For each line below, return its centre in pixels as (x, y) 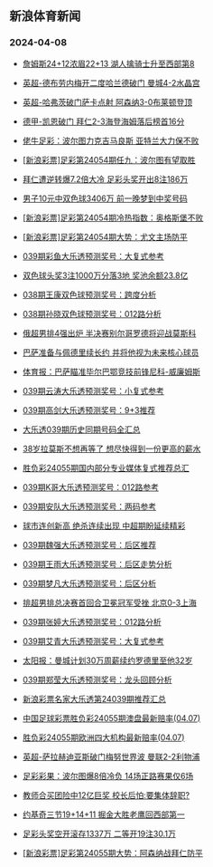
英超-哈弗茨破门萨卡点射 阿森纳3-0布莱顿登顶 (107, 101)
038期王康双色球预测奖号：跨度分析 (89, 294)
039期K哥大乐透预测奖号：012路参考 (91, 486)
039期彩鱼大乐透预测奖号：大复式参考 (93, 255)
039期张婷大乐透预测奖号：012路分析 (92, 621)
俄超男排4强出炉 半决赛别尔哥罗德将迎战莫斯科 (109, 332)
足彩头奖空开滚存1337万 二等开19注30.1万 (99, 833)
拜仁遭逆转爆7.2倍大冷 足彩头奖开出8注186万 (105, 178)
